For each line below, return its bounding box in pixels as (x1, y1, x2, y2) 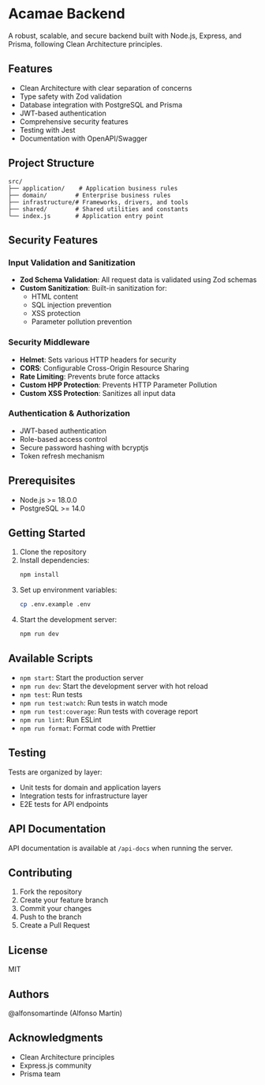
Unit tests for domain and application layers (19, 782, 162, 792)
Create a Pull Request (19, 921, 91, 930)
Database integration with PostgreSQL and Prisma (19, 100, 183, 109)
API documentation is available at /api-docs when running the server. (8, 843, 233, 853)
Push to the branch (19, 912, 82, 921)
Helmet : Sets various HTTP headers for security (19, 355, 177, 364)
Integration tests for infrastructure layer (19, 791, 148, 801)
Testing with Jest (19, 125, 76, 134)
